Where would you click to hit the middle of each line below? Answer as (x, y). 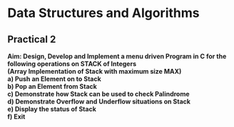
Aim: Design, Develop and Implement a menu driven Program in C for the (117, 56)
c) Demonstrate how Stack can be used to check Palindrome (99, 94)
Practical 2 (32, 39)
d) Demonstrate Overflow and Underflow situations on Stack (99, 101)
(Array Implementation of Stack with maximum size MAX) (95, 71)
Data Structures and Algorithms (103, 13)
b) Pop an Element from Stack (52, 86)
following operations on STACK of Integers (72, 64)
